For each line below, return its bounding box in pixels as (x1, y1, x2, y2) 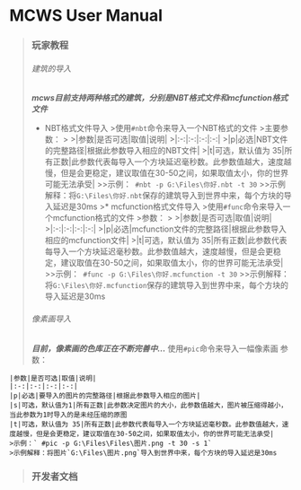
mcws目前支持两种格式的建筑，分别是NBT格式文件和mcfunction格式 (31, 92, 288, 103)
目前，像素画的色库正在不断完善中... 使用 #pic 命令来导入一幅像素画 (31, 343, 279, 354)
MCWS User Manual (9, 5, 164, 26)
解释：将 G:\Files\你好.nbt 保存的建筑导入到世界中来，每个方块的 (44, 190, 285, 201)
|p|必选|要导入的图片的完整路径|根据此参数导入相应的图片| (9, 391, 201, 400)
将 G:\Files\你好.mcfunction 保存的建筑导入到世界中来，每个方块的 (44, 280, 289, 291)
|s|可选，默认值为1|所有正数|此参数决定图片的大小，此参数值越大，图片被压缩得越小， (9, 400, 288, 409)
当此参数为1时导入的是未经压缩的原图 (9, 410, 128, 419)
